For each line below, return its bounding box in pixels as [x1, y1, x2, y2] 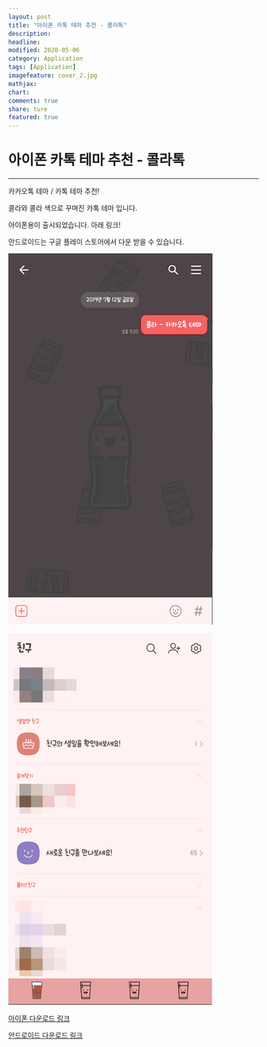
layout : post [8, 13, 52, 21]
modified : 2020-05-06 [8, 46, 80, 55]
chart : [8, 88, 30, 96]
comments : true [8, 96, 59, 105]
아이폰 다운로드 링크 [8, 1014, 70, 1023]
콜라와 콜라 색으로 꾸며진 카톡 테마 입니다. [8, 204, 137, 213]
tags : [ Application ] [8, 64, 77, 72]
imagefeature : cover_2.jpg [8, 72, 98, 79]
